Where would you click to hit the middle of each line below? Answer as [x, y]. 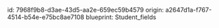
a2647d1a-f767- [189, 10]
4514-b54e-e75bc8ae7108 [46, 17]
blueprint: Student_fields [121, 17]
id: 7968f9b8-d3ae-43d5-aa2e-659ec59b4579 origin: [86, 10]
